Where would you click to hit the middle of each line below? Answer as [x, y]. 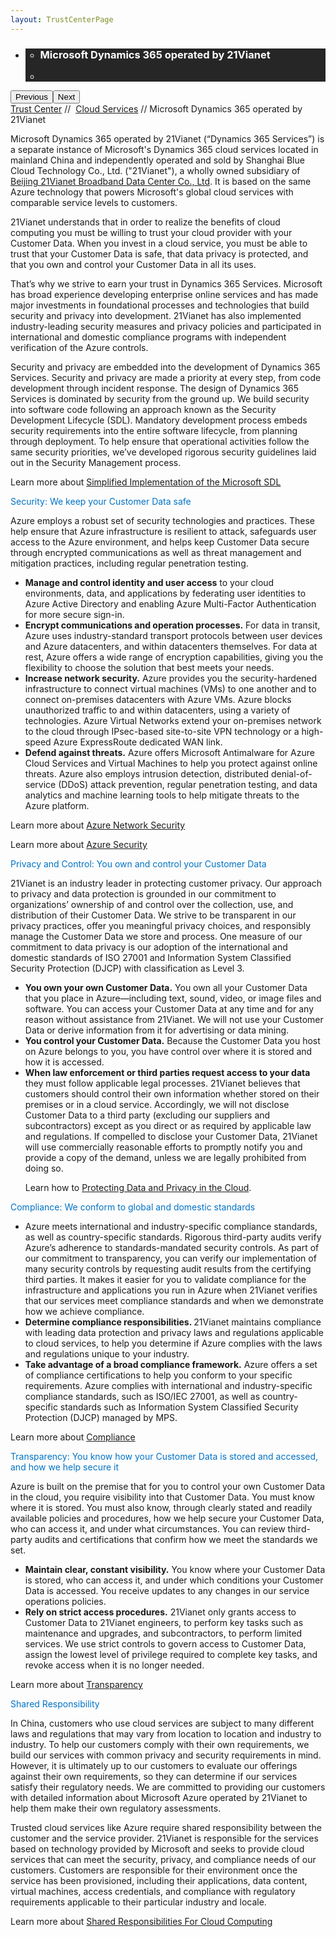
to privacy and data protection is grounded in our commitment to [143, 893]
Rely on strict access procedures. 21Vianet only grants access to [160, 1612]
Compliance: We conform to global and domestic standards [133, 1207]
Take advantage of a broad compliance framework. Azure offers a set [171, 1364]
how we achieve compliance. [84, 1311]
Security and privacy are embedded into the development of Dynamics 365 [165, 367]
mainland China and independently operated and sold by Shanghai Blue [157, 160]
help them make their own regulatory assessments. [116, 1808]
